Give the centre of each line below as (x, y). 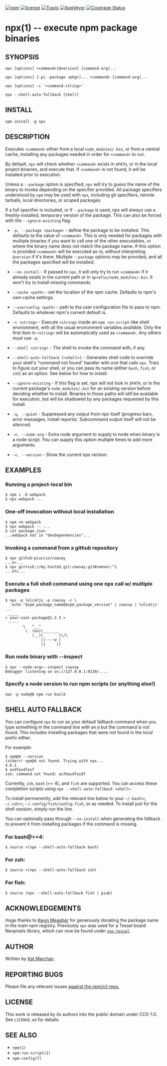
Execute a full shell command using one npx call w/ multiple (79, 583)
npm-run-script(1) (31, 1053)
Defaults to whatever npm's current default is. (60, 312)
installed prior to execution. (33, 174)
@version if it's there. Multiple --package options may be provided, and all (87, 256)
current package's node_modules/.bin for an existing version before (82, 388)
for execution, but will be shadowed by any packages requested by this (85, 399)
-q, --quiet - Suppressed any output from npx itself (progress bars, (83, 414)
